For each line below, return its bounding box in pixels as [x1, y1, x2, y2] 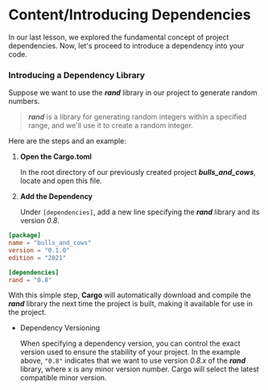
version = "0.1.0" [8, 246, 70, 255]
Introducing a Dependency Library [8, 69, 146, 81]
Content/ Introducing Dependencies [8, 6, 251, 24]
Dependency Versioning [19, 323, 101, 333]
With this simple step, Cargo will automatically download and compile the [8, 290, 252, 300]
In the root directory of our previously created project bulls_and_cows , [19, 168, 256, 177]
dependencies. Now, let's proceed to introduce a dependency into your [8, 40, 245, 50]
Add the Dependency [19, 192, 93, 201]
